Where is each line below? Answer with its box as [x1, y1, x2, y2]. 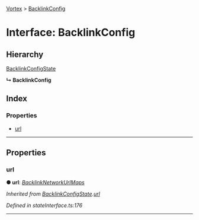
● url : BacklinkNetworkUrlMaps [6, 179, 85, 186]
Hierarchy [6, 49, 44, 59]
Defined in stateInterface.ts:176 [6, 202, 83, 209]
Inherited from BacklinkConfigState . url [6, 190, 101, 197]
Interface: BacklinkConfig [6, 26, 136, 39]
